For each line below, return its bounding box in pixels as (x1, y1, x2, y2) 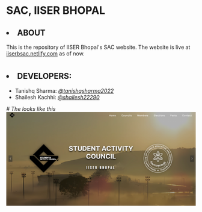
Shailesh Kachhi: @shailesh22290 (14, 93, 100, 101)
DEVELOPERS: (17, 71, 72, 81)
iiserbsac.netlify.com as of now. (6, 50, 85, 57)
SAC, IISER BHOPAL (6, 4, 106, 17)
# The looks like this (6, 105, 56, 112)
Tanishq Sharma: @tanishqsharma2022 (14, 87, 114, 94)
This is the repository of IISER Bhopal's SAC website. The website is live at (6, 43, 191, 51)
